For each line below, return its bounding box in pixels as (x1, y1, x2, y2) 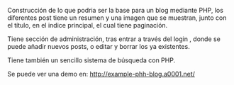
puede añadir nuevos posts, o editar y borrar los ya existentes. (7, 42, 190, 50)
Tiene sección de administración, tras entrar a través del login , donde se (7, 35, 221, 43)
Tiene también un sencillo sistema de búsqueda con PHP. (7, 56, 176, 64)
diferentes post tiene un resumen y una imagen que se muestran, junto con (7, 13, 227, 22)
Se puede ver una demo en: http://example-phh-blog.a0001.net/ (7, 70, 195, 78)
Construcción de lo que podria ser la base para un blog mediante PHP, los (7, 6, 223, 14)
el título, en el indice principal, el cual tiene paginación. (7, 21, 168, 29)
